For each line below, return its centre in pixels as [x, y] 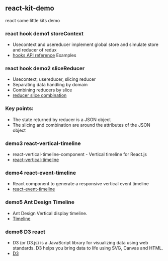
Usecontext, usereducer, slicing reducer [54, 79]
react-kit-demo [30, 8]
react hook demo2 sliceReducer [45, 69]
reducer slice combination [39, 95]
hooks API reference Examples [44, 56]
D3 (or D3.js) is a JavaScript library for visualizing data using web [80, 242]
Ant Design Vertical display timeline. [50, 213]
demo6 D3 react [25, 232]
